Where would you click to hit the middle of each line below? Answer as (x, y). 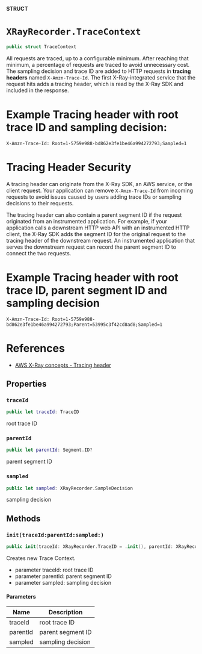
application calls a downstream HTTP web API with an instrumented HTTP (98, 228)
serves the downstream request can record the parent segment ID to (91, 247)
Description (66, 612)
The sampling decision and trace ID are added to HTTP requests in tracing (99, 71)
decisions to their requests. (40, 203)
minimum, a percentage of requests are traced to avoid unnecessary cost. (98, 64)
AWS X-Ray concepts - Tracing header (63, 365)
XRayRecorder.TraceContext (74, 32)
